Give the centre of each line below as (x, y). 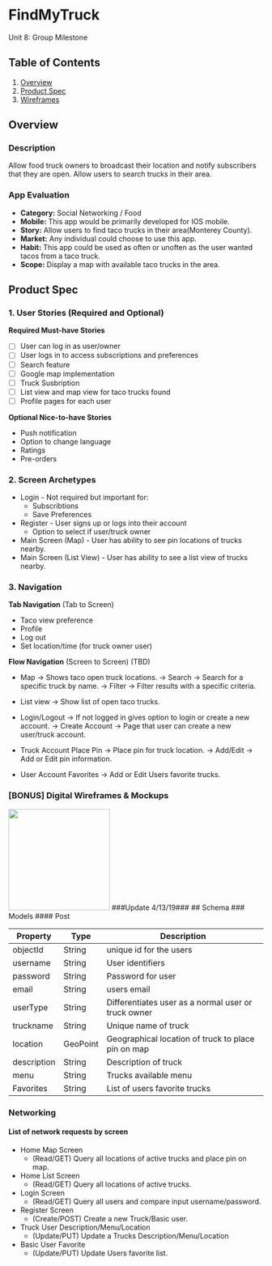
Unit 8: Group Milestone (48, 37)
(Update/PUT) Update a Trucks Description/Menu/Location (130, 1235)
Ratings (33, 450)
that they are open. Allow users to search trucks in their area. (110, 174)
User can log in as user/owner (70, 346)
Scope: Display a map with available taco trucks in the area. (120, 264)
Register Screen (47, 1210)
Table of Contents (55, 63)
